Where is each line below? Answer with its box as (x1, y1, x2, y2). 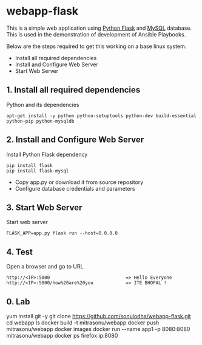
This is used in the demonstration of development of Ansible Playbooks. (6, 30, 186, 38)
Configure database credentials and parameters (15, 185, 135, 192)
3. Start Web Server (6, 202, 82, 213)
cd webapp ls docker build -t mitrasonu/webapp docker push (6, 319, 160, 326)
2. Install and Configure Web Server (6, 135, 144, 145)
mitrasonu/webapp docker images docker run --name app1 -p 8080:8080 (6, 326, 190, 332)
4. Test (6, 247, 33, 257)
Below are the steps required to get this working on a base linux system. (6, 43, 187, 50)
